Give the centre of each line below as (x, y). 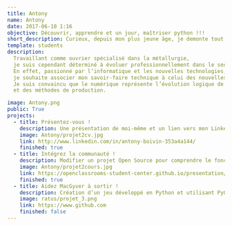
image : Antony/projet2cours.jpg (66, 167)
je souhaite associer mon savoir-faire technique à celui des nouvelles (120, 78)
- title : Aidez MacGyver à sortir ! (66, 186)
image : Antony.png (33, 103)
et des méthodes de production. (60, 90)
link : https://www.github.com (63, 205)
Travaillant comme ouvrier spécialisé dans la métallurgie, (101, 59)
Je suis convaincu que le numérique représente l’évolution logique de (119, 84)
